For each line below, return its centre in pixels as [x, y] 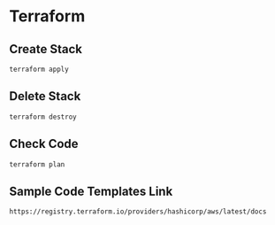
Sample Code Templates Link [91, 192]
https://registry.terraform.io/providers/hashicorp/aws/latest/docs [138, 212]
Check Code [44, 144]
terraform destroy [43, 117]
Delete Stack [45, 96]
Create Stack [46, 49]
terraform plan [37, 164]
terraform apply [39, 69]
